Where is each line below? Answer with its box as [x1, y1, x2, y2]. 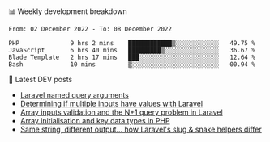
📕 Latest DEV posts [8, 75, 73, 84]
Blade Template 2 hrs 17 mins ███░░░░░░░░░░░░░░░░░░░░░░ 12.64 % [8, 53, 255, 61]
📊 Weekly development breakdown [8, 6, 127, 16]
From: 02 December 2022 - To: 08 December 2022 [8, 25, 173, 33]
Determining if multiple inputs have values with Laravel [19, 99, 204, 108]
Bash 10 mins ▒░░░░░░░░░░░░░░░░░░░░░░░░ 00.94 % [8, 61, 255, 69]
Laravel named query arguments [19, 90, 130, 99]
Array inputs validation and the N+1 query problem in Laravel [19, 107, 223, 117]
